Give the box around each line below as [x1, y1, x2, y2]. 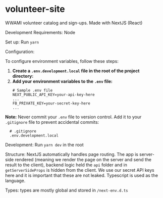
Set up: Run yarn [5, 39, 39, 45]
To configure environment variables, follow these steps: [5, 58, 119, 64]
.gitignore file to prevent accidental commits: [5, 119, 99, 125]
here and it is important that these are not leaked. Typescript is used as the [5, 172, 159, 178]
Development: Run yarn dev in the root [5, 142, 84, 148]
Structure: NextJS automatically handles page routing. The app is [5, 151, 139, 157]
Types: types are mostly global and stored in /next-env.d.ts [5, 187, 128, 193]
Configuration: [5, 49, 35, 54]
